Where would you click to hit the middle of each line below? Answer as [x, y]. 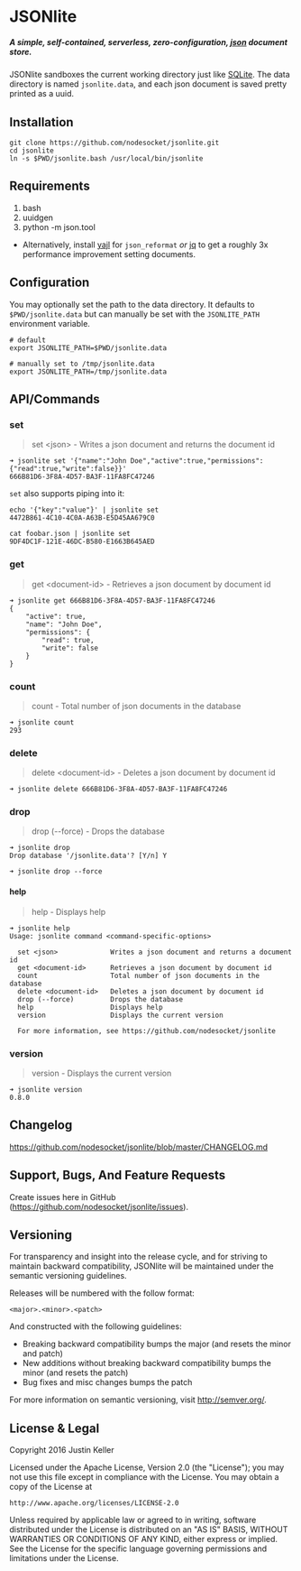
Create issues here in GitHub [63, 1197]
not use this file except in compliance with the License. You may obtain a [144, 1477]
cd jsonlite [32, 151]
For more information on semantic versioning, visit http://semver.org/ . [138, 1400]
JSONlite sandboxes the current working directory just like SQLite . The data [150, 75]
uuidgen [38, 217]
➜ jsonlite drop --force [56, 872]
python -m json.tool [59, 226]
